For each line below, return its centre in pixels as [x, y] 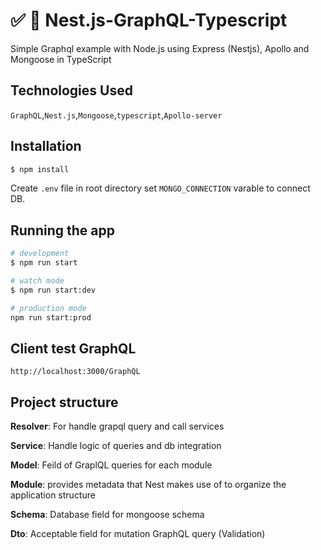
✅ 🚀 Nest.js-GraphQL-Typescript [149, 20]
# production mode [48, 308]
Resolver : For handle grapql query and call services [117, 426]
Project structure [64, 402]
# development [40, 254]
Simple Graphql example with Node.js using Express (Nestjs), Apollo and [160, 48]
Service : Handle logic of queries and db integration [116, 446]
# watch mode [37, 281]
